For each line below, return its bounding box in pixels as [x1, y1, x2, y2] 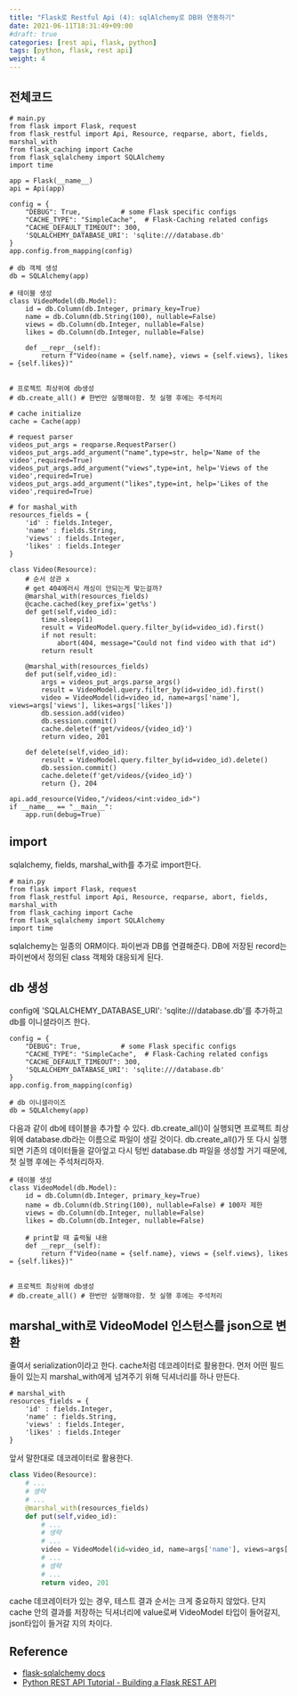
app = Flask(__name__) [9, 176, 93, 185]
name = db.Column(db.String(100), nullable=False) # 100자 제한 [25, 1200, 263, 1210]
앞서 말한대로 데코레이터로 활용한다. [9, 1453, 133, 1463]
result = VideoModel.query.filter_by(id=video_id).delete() [41, 755, 269, 765]
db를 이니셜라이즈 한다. [9, 1017, 91, 1028]
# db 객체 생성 [9, 264, 58, 273]
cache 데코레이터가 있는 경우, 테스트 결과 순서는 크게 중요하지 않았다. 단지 [9, 1595, 267, 1606]
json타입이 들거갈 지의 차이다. [9, 1618, 113, 1628]
